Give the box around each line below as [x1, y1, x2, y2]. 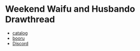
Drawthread [5, 14, 55, 25]
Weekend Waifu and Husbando [5, 3, 135, 15]
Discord [12, 40, 29, 46]
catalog [12, 30, 28, 36]
